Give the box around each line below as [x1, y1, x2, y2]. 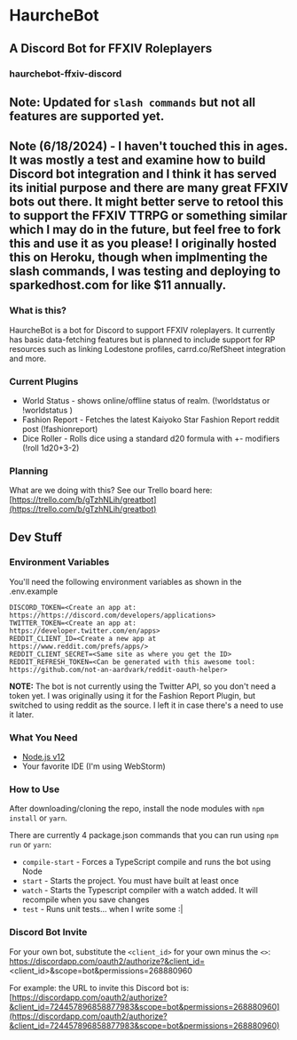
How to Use [9, 783, 60, 796]
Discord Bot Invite [9, 926, 88, 939]
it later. [9, 708, 35, 720]
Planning [9, 464, 49, 476]
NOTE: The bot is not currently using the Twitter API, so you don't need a [9, 681, 277, 692]
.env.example [9, 586, 59, 596]
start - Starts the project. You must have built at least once [21, 876, 239, 886]
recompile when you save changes [21, 894, 150, 905]
